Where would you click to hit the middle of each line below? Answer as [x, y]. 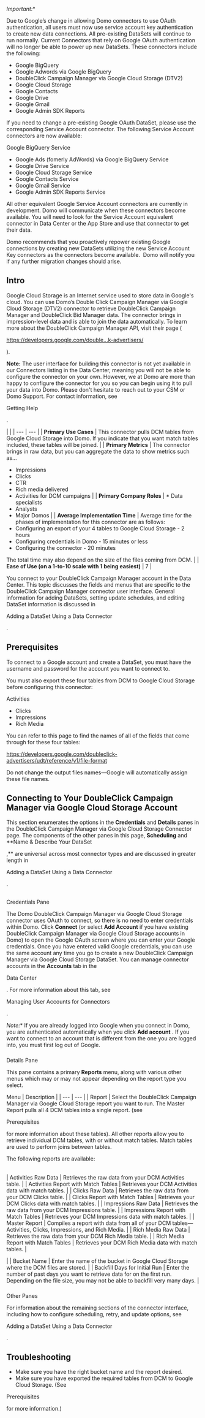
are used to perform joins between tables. [59, 1146]
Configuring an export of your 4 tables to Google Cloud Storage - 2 [100, 528]
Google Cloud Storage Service [54, 172]
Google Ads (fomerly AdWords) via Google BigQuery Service [92, 159]
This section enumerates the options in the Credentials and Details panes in [103, 822]
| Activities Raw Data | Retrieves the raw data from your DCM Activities [95, 1177]
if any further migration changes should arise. [64, 261]
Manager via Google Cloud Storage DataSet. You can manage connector [98, 959]
